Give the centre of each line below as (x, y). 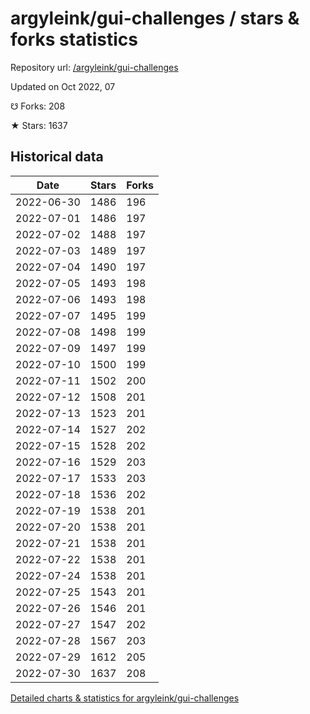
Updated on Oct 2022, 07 (63, 86)
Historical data (57, 157)
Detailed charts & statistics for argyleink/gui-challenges (125, 698)
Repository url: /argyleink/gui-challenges (94, 67)
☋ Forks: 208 (38, 106)
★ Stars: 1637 (39, 125)
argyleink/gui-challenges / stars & (155, 18)
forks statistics (74, 39)
